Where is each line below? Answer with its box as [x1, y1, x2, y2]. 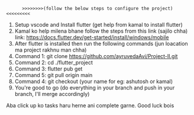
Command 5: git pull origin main [14, 72, 93, 78]
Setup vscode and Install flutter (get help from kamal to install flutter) [14, 21, 183, 28]
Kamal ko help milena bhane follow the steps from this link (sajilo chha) [14, 27, 188, 34]
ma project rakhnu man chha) [14, 46, 87, 53]
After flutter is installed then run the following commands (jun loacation [14, 40, 188, 47]
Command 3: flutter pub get [14, 65, 83, 72]
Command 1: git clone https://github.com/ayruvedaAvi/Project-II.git [14, 53, 178, 59]
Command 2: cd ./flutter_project [14, 59, 93, 66]
